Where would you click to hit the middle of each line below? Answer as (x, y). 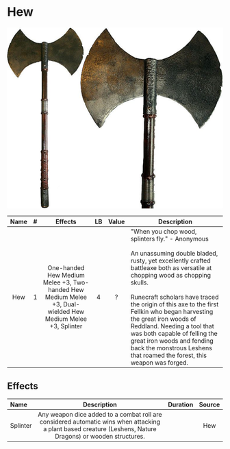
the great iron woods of (163, 319)
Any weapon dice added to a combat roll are (100, 415)
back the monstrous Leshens (171, 348)
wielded (59, 311)
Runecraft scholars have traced (175, 297)
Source (209, 404)
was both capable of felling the (174, 333)
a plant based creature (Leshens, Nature (100, 429)
